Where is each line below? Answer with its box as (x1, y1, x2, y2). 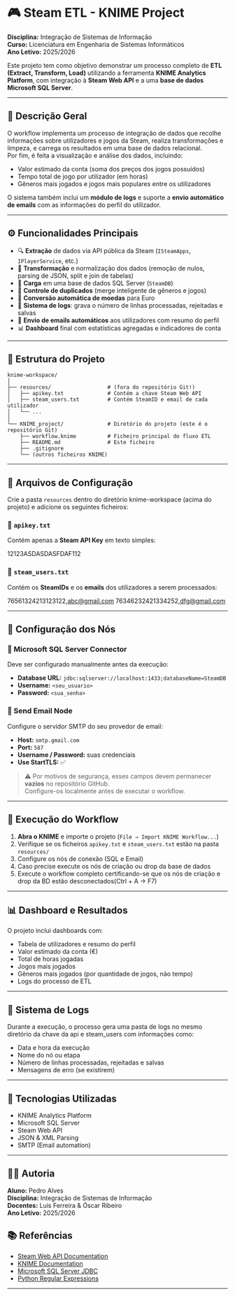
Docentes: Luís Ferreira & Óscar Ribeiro (7, 1201, 122, 1209)
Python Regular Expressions (17, 1274, 99, 1283)
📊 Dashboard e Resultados (7, 904, 128, 916)
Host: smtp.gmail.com (17, 735, 80, 744)
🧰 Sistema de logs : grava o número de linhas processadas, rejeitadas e (17, 301, 223, 309)
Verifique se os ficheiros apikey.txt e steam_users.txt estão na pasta (17, 839, 219, 848)
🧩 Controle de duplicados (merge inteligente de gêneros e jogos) (17, 286, 207, 294)
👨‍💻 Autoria (7, 1168, 55, 1180)
